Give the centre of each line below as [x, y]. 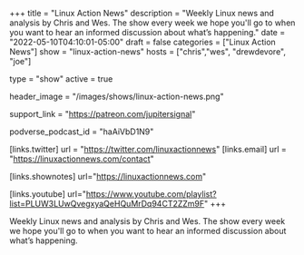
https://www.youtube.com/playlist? [151, 194]
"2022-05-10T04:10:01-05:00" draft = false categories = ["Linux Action [143, 42]
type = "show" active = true [61, 79]
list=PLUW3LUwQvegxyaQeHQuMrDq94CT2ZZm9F [107, 204]
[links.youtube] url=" [48, 194]
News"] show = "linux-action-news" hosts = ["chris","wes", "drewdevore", [148, 52]
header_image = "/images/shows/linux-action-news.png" [117, 96]
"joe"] [20, 61]
